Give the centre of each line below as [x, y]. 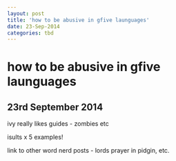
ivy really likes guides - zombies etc [58, 124]
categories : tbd [30, 33]
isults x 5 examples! [35, 137]
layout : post [26, 13]
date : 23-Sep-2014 [33, 26]
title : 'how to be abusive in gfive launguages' [78, 20]
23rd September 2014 [55, 107]
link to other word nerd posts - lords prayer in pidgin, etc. [88, 151]
